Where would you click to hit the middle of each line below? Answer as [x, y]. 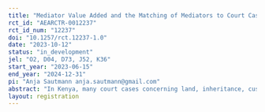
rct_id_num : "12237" [42, 30]
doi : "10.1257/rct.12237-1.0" [58, 37]
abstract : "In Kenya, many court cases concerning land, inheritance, [127, 89]
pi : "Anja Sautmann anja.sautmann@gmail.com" [84, 81]
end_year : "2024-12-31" [47, 74]
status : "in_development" [50, 52]
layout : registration [44, 96]
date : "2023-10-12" [40, 45]
